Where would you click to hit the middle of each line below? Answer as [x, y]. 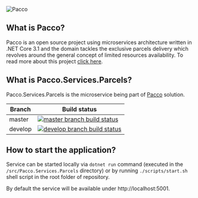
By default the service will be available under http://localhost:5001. [88, 188]
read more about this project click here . [55, 61]
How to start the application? [61, 150]
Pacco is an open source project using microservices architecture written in [99, 42]
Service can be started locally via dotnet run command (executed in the [95, 165]
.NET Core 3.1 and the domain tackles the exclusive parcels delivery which [98, 48]
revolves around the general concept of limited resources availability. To [95, 55]
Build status [80, 109]
